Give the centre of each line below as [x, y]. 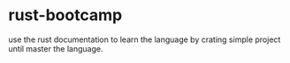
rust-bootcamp [65, 15]
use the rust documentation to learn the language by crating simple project [145, 39]
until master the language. [56, 48]
